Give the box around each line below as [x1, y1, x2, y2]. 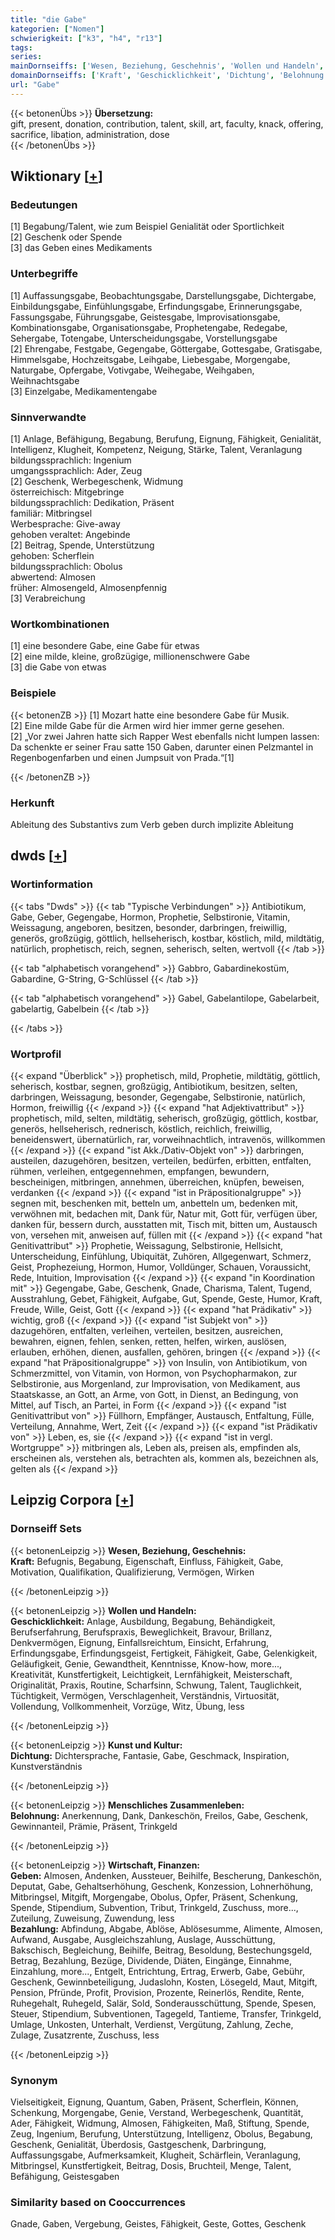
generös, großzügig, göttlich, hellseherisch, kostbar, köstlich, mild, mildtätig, [10, 932, 325, 944]
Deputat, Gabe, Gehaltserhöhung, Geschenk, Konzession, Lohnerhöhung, [10, 1880, 314, 1892]
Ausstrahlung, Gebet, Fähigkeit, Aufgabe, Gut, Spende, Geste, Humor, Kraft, [10, 1292, 323, 1305]
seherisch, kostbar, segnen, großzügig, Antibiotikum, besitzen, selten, [10, 1080, 298, 1092]
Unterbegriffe [10, 267, 78, 281]
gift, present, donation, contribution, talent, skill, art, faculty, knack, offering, [10, 117, 324, 130]
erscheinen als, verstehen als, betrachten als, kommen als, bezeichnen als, [10, 1452, 319, 1464]
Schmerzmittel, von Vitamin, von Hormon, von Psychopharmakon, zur [10, 1367, 298, 1379]
